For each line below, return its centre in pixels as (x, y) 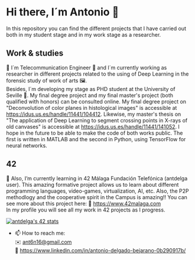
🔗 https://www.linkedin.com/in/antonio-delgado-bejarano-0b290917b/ (100, 250)
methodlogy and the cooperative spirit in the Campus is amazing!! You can (97, 197)
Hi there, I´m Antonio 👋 (63, 12)
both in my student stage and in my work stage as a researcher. (84, 34)
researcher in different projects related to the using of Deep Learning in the (97, 74)
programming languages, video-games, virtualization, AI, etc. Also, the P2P (97, 191)
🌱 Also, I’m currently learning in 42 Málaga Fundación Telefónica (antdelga (97, 178)
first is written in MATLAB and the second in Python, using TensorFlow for (96, 139)
